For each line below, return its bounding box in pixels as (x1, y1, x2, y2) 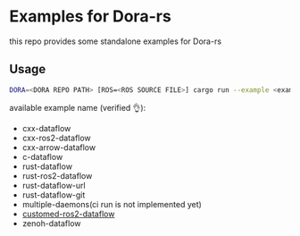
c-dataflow (21, 151, 63, 162)
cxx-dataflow (21, 122, 71, 133)
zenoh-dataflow (21, 217, 81, 229)
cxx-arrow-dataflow (21, 141, 96, 153)
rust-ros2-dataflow (21, 170, 93, 181)
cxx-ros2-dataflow (21, 132, 91, 143)
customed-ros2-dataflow (21, 208, 115, 219)
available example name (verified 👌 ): (9, 102, 146, 113)
